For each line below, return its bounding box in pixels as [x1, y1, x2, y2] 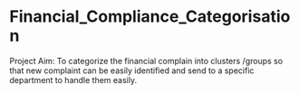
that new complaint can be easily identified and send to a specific [9, 65, 255, 76]
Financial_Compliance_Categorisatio [9, 6, 291, 27]
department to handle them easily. [9, 74, 138, 85]
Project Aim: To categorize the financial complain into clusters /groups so [9, 55, 284, 66]
